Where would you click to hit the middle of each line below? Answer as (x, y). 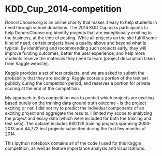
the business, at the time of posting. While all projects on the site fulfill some (81, 38)
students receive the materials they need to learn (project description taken (80, 58)
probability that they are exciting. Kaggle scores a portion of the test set (77, 78)
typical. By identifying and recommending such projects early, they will (76, 48)
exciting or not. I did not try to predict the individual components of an (75, 108)
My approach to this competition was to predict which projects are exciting (80, 97)
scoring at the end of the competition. (43, 88)
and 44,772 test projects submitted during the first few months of (81, 128)
